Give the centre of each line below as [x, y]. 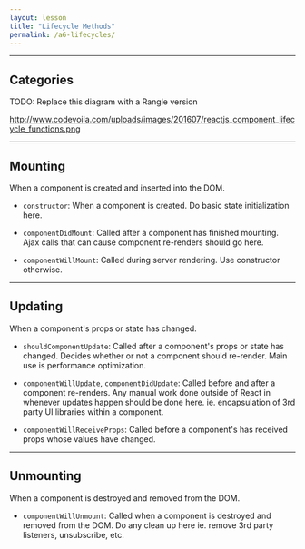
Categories [42, 79]
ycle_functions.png [45, 129]
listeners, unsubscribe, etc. [73, 534]
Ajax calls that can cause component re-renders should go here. [143, 242]
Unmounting [45, 476]
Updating [36, 306]
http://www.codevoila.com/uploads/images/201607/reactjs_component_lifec [152, 120]
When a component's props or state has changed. [103, 328]
